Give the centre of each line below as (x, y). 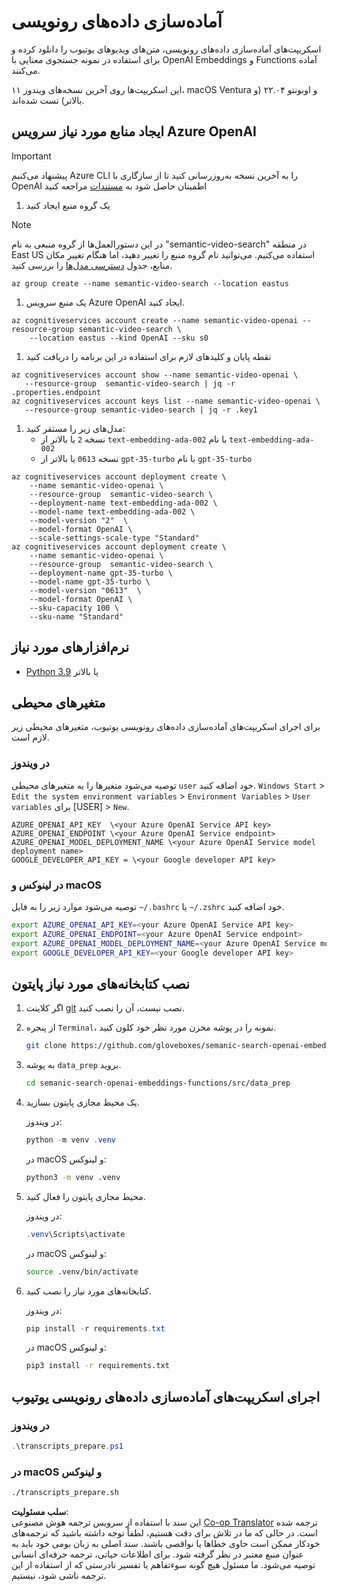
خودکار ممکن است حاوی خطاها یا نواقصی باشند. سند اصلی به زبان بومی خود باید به (166, 1544)
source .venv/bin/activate (82, 1271)
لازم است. (30, 737)
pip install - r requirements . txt (95, 1328)
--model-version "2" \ (79, 520)
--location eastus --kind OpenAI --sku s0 (119, 338)
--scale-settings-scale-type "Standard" (114, 538)
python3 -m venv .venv (73, 1177)
